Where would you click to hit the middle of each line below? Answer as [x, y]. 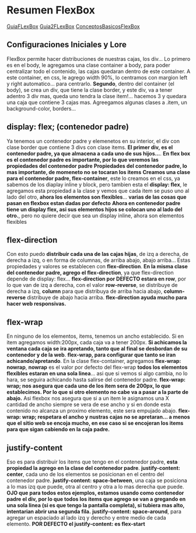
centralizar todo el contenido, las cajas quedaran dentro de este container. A [99, 71]
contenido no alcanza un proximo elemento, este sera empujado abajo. [92, 411]
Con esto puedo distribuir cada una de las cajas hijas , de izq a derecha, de [98, 254]
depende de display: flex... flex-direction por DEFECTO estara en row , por [96, 279]
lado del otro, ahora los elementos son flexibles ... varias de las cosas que [97, 197]
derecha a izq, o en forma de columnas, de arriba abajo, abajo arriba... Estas [99, 260]
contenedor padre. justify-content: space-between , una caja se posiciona [97, 480]
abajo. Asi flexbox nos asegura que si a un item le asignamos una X [88, 399]
